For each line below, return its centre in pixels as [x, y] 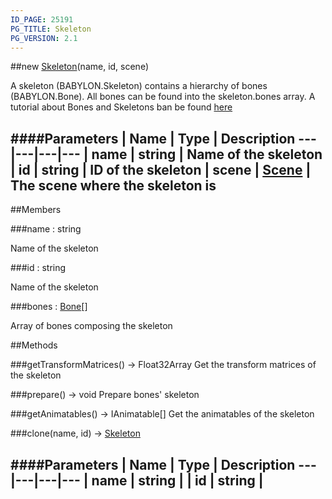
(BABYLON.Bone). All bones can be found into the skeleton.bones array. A [163, 97]
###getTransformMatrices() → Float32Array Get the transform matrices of [163, 365]
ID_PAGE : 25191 [42, 19]
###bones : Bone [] [49, 307]
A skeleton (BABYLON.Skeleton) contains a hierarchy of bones [139, 86]
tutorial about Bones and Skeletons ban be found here [121, 107]
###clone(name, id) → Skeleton [75, 433]
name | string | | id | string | [177, 480]
